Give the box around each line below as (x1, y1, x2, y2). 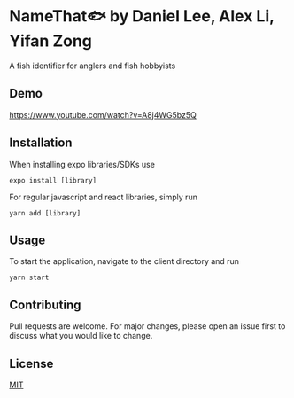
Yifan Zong (9, 31, 93, 51)
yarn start (9, 273, 50, 283)
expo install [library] (9, 176, 97, 185)
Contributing (9, 297, 81, 312)
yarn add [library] (9, 208, 81, 217)
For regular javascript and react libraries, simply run (9, 191, 197, 202)
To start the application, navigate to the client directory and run (9, 256, 239, 267)
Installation (9, 136, 73, 151)
